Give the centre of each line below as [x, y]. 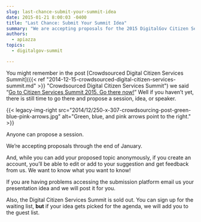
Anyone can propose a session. [45, 134]
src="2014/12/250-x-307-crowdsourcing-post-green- [125, 110]
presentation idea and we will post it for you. [61, 188]
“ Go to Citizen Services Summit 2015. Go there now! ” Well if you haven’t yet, [100, 92]
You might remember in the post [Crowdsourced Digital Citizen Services [95, 73]
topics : [16, 45]
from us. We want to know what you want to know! [68, 170]
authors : [17, 34]
